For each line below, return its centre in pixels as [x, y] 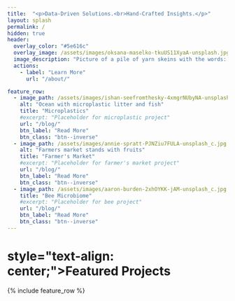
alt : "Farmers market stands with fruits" [83, 150]
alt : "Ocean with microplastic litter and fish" [92, 105]
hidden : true [26, 33]
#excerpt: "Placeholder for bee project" [81, 202]
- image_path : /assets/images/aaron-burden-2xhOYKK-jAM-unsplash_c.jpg [120, 189]
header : [19, 40]
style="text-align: [60, 256]
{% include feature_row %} [46, 290]
